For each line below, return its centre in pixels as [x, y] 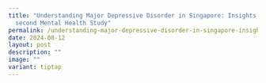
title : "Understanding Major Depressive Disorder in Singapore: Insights [133, 15]
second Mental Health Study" [63, 23]
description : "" [35, 52]
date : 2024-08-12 [37, 38]
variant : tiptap [35, 67]
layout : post [30, 45]
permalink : [26, 30]
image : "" [25, 60]
